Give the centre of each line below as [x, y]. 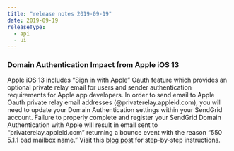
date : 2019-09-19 [33, 20]
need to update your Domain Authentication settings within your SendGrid [115, 110]
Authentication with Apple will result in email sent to [83, 125]
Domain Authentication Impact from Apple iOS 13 [93, 65]
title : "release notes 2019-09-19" [60, 14]
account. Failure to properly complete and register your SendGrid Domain [114, 118]
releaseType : [27, 27]
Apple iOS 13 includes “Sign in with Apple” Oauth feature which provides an [117, 80]
